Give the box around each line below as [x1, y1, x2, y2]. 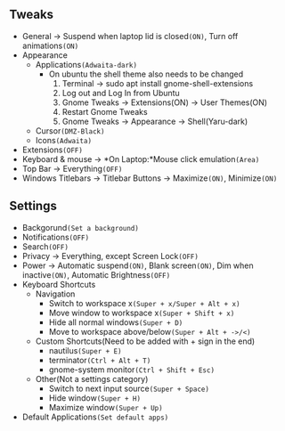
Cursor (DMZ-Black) [35, 125, 105, 136]
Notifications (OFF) [21, 232, 90, 242]
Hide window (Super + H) [48, 392, 141, 403]
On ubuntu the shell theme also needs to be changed [48, 69, 244, 79]
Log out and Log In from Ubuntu [61, 87, 180, 98]
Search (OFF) [21, 240, 69, 252]
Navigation [35, 289, 76, 299]
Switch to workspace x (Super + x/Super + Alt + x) [48, 297, 240, 308]
